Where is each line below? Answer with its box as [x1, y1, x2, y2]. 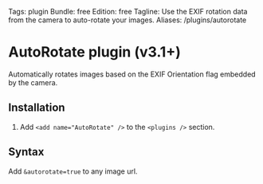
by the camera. [8, 77, 58, 87]
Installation [8, 101, 65, 115]
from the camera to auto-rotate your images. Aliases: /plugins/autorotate [8, 15, 247, 25]
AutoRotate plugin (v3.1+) [8, 43, 181, 61]
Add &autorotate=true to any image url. [8, 166, 138, 176]
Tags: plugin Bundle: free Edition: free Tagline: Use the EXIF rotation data [8, 7, 248, 16]
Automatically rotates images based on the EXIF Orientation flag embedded [8, 69, 257, 79]
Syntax [8, 145, 45, 159]
